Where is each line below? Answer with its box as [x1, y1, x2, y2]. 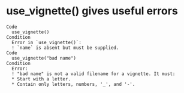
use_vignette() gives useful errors [6, 4, 178, 18]
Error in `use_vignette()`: [11, 39, 82, 45]
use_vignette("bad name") [11, 55, 77, 61]
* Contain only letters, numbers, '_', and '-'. [11, 81, 135, 87]
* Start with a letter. [11, 76, 71, 82]
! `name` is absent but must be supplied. [11, 45, 119, 51]
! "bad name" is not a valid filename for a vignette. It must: [11, 70, 176, 77]
